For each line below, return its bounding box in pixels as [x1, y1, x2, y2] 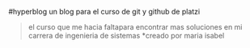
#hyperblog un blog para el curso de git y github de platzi [8, 7, 201, 16]
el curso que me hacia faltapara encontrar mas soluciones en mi [28, 22, 243, 31]
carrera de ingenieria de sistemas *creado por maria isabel [28, 31, 225, 40]
